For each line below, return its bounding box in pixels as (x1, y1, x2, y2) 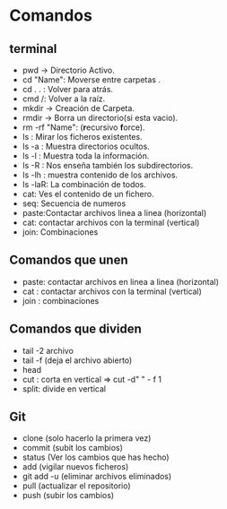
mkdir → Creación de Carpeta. (22, 103, 135, 113)
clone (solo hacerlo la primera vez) (22, 433, 152, 444)
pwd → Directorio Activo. (22, 65, 115, 75)
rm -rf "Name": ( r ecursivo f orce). (22, 122, 145, 133)
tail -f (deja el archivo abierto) (22, 355, 133, 366)
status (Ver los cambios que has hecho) (22, 452, 170, 462)
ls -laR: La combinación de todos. (22, 179, 146, 189)
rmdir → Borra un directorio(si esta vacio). (22, 113, 179, 123)
